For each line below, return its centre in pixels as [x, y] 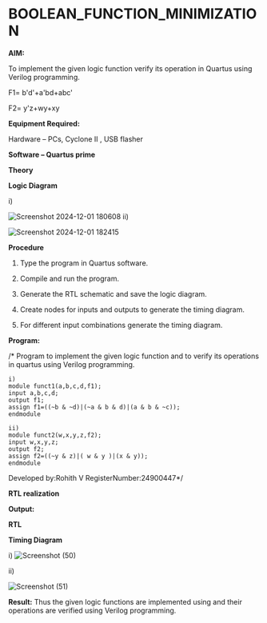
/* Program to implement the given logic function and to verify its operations [134, 356]
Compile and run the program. [70, 278]
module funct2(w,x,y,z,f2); [55, 435]
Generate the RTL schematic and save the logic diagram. [114, 294]
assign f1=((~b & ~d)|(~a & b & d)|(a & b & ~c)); [94, 407]
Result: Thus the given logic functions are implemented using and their [125, 601]
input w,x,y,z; [34, 442]
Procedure [26, 247]
